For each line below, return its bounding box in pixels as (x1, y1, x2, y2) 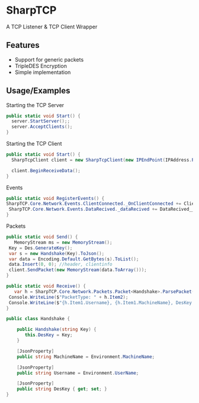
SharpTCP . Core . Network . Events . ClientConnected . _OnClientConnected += (6, 201, 182, 207)
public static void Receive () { (6, 283, 86, 289)
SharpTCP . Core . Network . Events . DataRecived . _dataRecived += (8, 207, 158, 212)
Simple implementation (14, 69, 71, 76)
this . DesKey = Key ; (24, 332, 73, 338)
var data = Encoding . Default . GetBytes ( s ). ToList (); (8, 256, 139, 262)
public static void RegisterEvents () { (6, 195, 105, 201)
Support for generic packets (14, 56, 84, 63)
